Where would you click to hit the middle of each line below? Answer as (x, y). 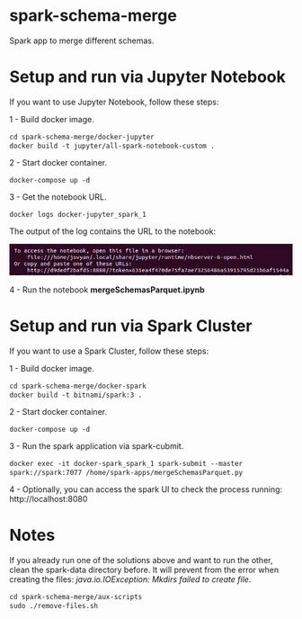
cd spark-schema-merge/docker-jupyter (82, 137)
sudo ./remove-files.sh (54, 606)
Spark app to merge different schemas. (82, 40)
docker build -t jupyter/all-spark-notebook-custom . (112, 146)
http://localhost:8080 (49, 499)
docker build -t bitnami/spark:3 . (76, 395)
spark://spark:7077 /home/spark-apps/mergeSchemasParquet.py (126, 473)
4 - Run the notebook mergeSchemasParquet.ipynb (107, 290)
